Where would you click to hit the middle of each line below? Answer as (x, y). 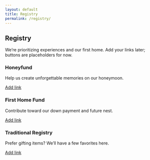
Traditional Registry (29, 132)
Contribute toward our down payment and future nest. (59, 111)
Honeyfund (19, 67)
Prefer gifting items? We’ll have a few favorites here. (57, 143)
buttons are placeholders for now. (39, 55)
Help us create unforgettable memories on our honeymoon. (64, 78)
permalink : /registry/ (28, 18)
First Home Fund (25, 100)
